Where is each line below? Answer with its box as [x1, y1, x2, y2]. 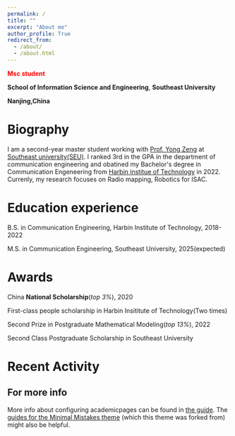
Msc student [7, 69, 46, 78]
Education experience [7, 200, 139, 216]
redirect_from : [7, 37, 52, 44]
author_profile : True [7, 30, 71, 38]
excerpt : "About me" [7, 23, 68, 30]
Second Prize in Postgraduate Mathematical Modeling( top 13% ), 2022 [7, 320, 210, 328]
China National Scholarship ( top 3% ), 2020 [7, 292, 133, 301]
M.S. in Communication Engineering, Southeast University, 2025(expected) [7, 244, 226, 253]
